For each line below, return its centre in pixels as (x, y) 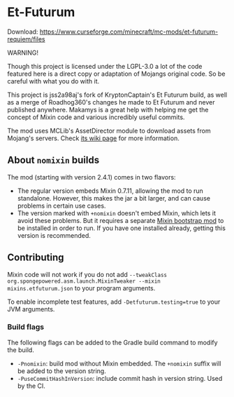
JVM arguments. (31, 309)
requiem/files (26, 39)
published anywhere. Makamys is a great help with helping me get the (108, 109)
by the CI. (31, 386)
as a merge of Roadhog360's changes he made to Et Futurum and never (111, 102)
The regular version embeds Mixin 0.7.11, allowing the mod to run (110, 191)
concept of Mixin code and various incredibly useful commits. (96, 117)
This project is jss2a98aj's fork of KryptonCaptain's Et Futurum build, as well (117, 95)
